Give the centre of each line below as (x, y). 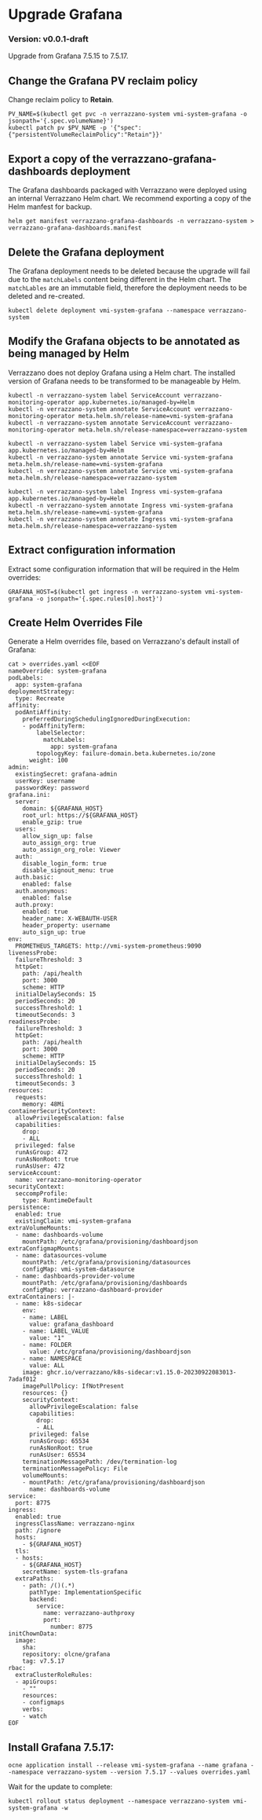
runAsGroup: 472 (42, 1153)
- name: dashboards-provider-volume (75, 1276)
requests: (31, 1098)
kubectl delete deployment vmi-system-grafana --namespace (107, 310)
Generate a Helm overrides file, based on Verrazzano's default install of (124, 641)
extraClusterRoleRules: (54, 1675)
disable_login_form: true (65, 864)
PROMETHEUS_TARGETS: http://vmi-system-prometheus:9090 (108, 946)
